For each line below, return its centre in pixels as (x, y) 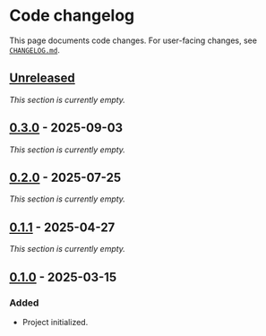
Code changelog (72, 16)
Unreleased (43, 78)
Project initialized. (55, 322)
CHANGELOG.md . (34, 49)
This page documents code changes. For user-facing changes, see (133, 40)
